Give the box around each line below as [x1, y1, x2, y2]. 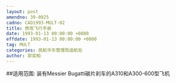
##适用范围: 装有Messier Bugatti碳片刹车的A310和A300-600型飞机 [6, 69, 171, 77]
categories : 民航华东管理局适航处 [6, 47, 83, 53]
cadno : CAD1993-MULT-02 [6, 20, 65, 25]
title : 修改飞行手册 [6, 25, 52, 31]
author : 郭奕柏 [6, 53, 41, 59]
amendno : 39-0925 [6, 14, 49, 20]
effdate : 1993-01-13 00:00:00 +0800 [6, 36, 97, 42]
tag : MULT [6, 42, 31, 48]
